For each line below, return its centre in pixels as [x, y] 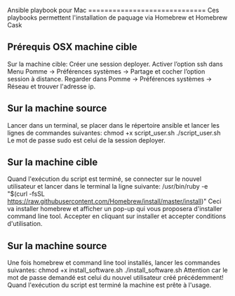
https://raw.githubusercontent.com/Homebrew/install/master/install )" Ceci [114, 201]
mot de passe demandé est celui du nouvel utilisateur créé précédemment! [116, 278]
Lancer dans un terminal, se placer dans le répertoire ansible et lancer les [113, 125]
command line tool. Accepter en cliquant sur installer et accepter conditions [117, 216]
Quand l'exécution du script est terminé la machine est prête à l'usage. [109, 285]
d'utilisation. [25, 224]
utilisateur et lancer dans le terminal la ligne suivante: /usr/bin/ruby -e [108, 187]
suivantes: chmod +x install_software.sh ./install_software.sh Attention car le [117, 270]
